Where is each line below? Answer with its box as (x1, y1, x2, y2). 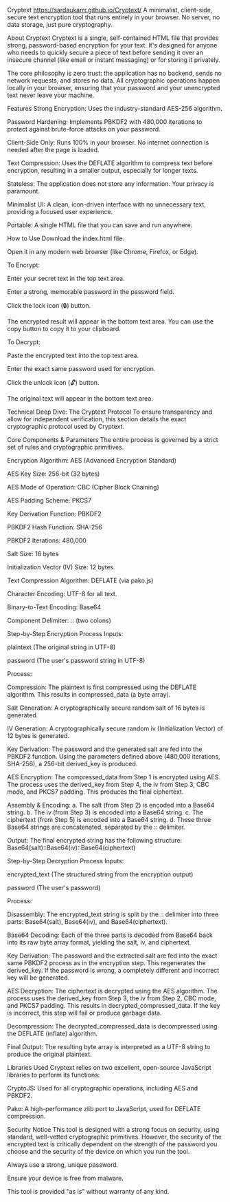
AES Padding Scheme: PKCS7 (7, 496, 91, 505)
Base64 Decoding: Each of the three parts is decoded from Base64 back (7, 931, 214, 939)
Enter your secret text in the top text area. (7, 275, 125, 282)
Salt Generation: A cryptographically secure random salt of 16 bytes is (7, 704, 205, 712)
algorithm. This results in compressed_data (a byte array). (7, 690, 171, 698)
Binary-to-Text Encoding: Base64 (7, 603, 102, 611)
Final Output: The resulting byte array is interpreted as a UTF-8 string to (7, 1043, 211, 1051)
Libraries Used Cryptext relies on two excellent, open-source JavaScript (7, 1064, 211, 1071)
